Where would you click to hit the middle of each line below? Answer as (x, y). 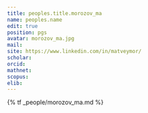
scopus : (18, 77)
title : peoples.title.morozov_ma (55, 13)
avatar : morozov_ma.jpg (41, 39)
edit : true (23, 26)
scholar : (19, 58)
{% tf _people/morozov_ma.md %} (55, 102)
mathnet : (19, 70)
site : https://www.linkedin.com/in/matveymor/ (74, 52)
